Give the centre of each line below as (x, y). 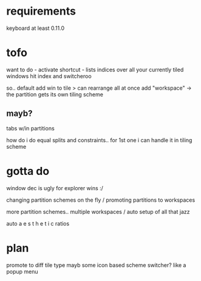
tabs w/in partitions (30, 128)
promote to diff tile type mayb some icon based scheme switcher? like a (96, 265)
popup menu (22, 271)
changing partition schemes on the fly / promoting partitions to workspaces (101, 200)
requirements (41, 11)
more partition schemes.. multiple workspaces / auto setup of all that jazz (98, 212)
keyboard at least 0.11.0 (36, 28)
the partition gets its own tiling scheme (55, 94)
